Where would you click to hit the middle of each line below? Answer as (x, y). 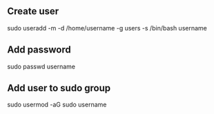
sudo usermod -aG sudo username (57, 105)
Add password (39, 50)
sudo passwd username (41, 66)
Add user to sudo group (59, 88)
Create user (33, 11)
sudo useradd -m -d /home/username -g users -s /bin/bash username (107, 28)
